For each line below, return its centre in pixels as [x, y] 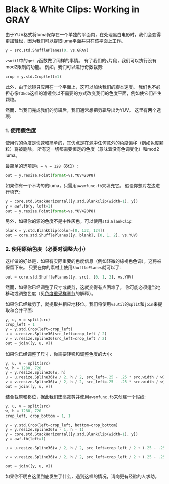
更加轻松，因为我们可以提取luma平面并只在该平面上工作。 [65, 41]
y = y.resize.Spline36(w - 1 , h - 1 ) [45, 430]
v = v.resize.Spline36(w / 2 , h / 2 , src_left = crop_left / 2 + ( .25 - [81, 457]
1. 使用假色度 [21, 130]
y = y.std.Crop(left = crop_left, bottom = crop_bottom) [62, 425]
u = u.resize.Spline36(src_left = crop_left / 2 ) [56, 334]
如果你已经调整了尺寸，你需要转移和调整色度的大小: [59, 354]
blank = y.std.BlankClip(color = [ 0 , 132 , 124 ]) [55, 231]
